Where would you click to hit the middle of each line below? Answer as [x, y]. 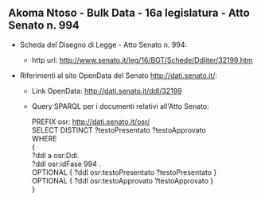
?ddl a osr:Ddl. [55, 155]
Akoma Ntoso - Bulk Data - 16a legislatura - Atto [129, 13]
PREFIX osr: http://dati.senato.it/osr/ [91, 122]
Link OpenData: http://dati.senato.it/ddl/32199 [107, 91]
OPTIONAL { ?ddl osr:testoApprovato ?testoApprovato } [123, 180]
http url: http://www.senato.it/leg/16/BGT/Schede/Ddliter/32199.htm [142, 60]
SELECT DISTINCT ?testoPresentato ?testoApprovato [119, 129]
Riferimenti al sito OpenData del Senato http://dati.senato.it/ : [118, 75]
